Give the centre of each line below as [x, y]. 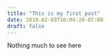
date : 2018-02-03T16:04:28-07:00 [55, 20]
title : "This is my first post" [54, 13]
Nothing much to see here [44, 46]
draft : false [26, 26]
